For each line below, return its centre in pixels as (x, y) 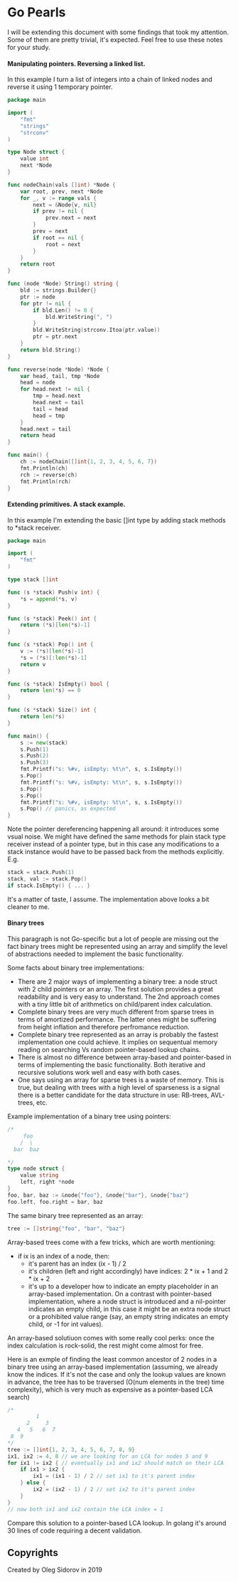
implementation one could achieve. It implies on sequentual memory (118, 1042)
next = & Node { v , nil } (65, 205)
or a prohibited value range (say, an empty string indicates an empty (128, 1316)
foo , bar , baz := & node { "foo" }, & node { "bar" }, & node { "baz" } (98, 1195)
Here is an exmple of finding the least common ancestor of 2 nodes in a (112, 1359)
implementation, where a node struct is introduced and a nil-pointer (127, 1301)
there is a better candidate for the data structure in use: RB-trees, (113, 1095)
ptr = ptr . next (55, 337)
